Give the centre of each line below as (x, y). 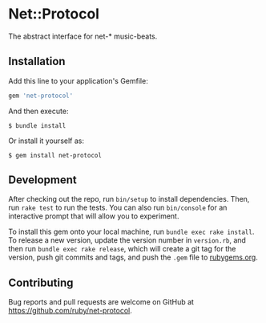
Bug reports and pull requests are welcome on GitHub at (101, 302)
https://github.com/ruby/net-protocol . (70, 311)
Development (43, 180)
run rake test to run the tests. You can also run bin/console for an (118, 208)
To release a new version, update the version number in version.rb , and (127, 240)
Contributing (41, 282)
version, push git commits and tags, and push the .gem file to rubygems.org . (133, 257)
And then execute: (38, 111)
